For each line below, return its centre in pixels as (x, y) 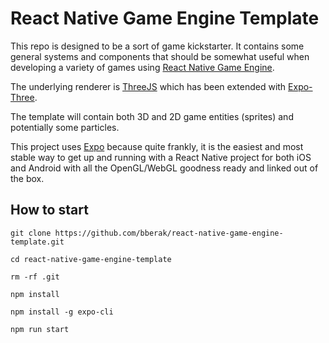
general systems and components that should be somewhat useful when (160, 56)
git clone (31, 233)
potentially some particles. (65, 127)
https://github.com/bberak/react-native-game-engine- (169, 233)
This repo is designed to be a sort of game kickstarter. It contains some (157, 46)
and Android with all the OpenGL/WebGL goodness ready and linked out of (164, 168)
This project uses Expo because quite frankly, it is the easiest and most (157, 146)
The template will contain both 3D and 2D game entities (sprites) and (152, 116)
